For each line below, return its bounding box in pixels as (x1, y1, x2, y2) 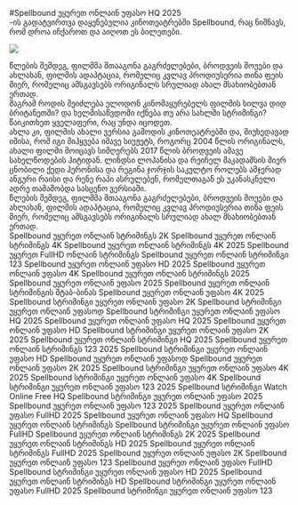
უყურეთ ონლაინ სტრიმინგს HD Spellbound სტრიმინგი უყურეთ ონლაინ (9, 476, 277, 486)
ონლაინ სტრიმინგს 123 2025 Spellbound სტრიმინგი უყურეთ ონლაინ (9, 344, 269, 354)
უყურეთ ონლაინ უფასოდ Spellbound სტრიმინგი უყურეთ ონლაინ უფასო (9, 306, 280, 317)
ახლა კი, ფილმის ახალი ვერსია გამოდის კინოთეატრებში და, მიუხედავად (9, 126, 289, 137)
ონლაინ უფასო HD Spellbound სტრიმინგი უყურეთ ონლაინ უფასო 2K (9, 325, 270, 335)
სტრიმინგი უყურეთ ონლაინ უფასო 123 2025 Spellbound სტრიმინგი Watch (9, 381, 287, 392)
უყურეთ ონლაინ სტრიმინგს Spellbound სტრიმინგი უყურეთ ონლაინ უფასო (9, 420, 290, 429)
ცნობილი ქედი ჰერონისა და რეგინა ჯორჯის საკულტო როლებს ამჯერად (9, 164, 282, 174)
